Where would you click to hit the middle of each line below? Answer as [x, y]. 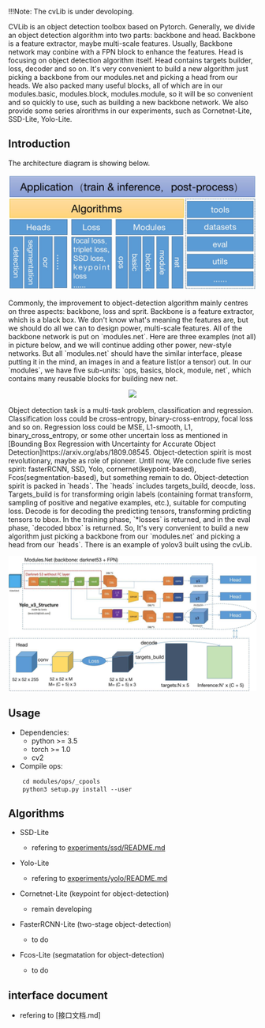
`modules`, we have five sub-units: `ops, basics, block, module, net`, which [130, 370]
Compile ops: [41, 765]
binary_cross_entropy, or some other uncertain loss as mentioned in [118, 436]
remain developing [62, 909]
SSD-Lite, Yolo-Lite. [40, 119]
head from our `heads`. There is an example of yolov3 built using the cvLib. [130, 545]
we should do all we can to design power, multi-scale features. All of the [125, 328]
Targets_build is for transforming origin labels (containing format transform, [131, 494]
